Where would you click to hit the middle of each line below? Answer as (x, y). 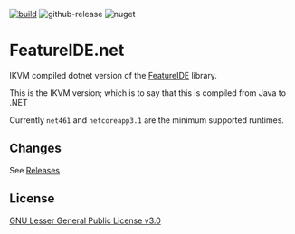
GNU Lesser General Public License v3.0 (85, 220)
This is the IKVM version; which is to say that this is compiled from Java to (148, 93)
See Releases (35, 170)
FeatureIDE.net (67, 51)
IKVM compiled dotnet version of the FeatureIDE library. (113, 75)
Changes (35, 149)
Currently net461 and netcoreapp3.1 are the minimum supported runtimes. (147, 120)
